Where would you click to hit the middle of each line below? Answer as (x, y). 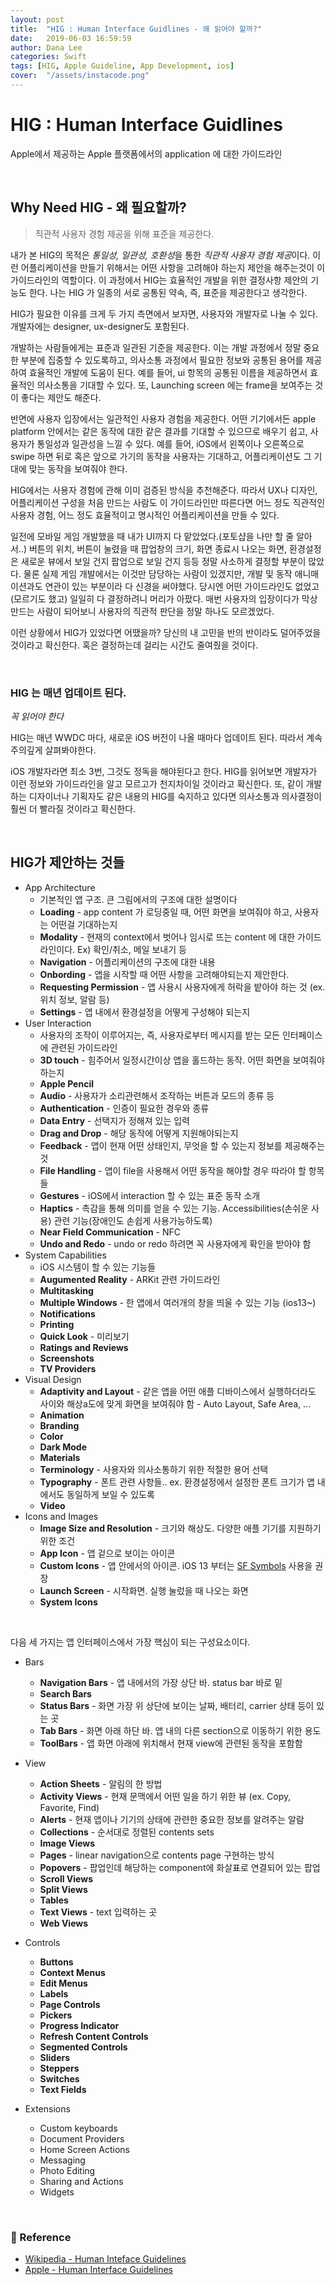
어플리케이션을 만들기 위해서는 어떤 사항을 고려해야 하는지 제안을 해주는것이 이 (173, 267)
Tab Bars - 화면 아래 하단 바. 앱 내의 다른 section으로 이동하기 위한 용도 (180, 1730)
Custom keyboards (78, 2128)
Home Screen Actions (84, 2149)
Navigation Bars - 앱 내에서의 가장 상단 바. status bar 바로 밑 (161, 1682)
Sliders (55, 2057)
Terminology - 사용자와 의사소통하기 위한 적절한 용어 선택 (154, 1469)
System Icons (68, 1602)
